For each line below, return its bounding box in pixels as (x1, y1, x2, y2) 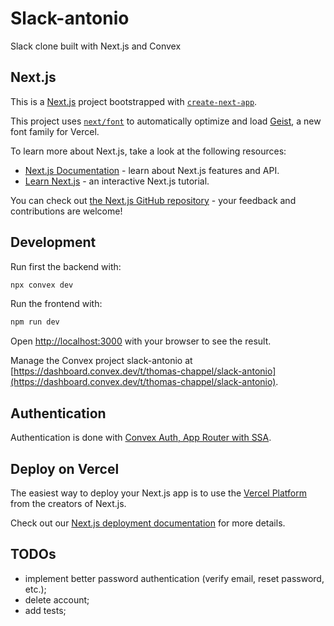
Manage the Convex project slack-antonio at (10, 355, 193, 367)
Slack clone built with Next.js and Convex (10, 40, 182, 52)
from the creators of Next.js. (10, 497, 127, 509)
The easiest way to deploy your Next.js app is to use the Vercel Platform (10, 487, 308, 499)
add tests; (24, 604, 67, 616)
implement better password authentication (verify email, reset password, (24, 572, 325, 584)
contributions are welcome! (10, 205, 123, 217)
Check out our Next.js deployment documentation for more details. (10, 517, 286, 529)
